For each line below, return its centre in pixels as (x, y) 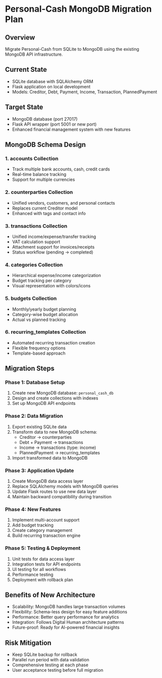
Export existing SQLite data (39, 426)
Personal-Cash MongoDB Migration (78, 9)
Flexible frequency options (39, 348)
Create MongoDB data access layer (48, 481)
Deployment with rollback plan (43, 579)
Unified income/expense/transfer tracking (54, 236)
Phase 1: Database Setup (35, 382)
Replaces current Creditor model (45, 208)
